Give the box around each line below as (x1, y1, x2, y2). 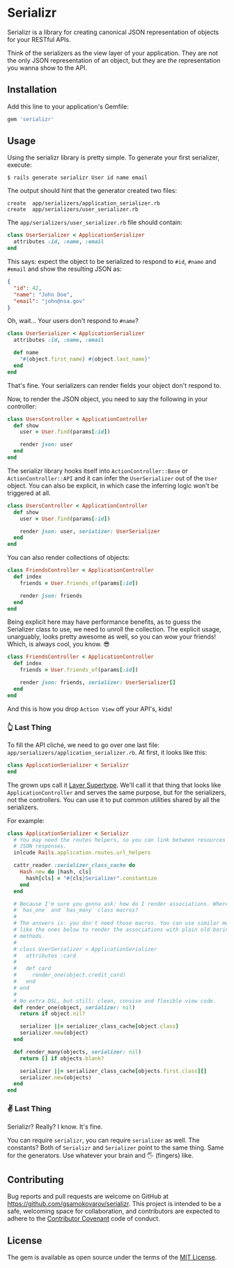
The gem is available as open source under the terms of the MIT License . (7, 1253, 217, 1262)
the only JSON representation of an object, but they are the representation (7, 56, 221, 64)
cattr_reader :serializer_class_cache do (13, 862, 136, 869)
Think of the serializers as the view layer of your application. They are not (7, 49, 218, 57)
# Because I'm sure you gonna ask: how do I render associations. (13, 900, 210, 907)
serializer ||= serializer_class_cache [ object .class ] (19, 1023, 179, 1030)
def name (13, 350, 39, 357)
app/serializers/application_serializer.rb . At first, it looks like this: (7, 748, 208, 756)
